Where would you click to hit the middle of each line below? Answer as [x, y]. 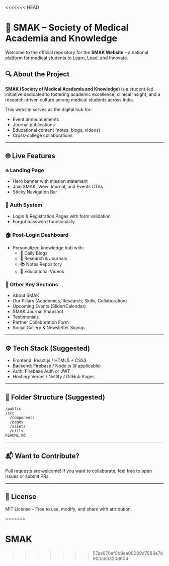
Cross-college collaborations [43, 135]
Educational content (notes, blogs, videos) [56, 130]
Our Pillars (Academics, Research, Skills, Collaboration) [70, 301]
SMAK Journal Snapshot [38, 312]
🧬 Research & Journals [44, 259]
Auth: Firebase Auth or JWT [41, 371]
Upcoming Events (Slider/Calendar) [49, 306]
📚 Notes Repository [41, 264]
